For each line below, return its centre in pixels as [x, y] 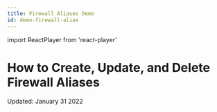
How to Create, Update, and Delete [108, 67]
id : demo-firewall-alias [43, 20]
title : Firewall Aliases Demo [51, 13]
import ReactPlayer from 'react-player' [62, 39]
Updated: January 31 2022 [45, 102]
